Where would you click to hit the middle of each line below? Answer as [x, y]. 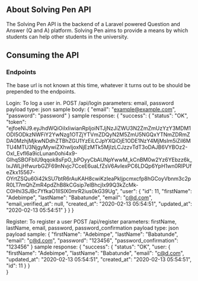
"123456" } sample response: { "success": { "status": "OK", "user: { [88, 247]
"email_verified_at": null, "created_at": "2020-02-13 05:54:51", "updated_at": [99, 203]
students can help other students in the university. [67, 36]
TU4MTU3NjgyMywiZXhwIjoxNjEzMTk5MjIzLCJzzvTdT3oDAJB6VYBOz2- [97, 147]
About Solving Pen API [49, 10]
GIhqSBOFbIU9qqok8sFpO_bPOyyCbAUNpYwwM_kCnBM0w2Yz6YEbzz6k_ [99, 159]
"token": [16, 122]
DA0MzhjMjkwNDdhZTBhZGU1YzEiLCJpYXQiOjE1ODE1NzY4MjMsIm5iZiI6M [98, 140]
